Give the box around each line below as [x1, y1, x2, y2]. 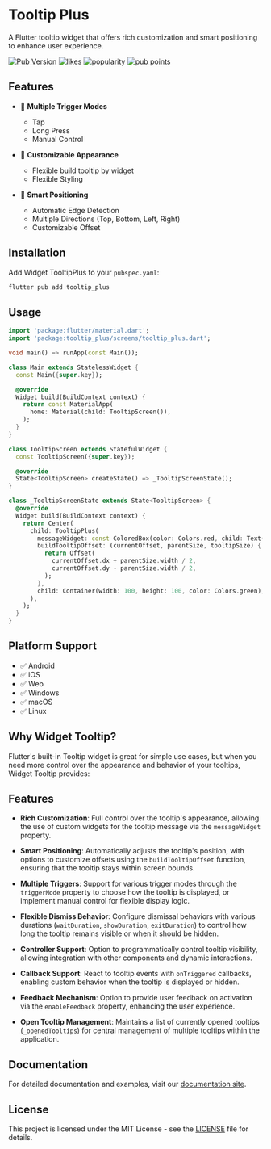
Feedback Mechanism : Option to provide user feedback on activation [19, 993, 252, 1003]
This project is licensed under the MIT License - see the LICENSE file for [8, 1124, 248, 1134]
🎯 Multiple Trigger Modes [19, 101, 107, 111]
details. [8, 1133, 33, 1143]
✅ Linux [19, 706, 47, 715]
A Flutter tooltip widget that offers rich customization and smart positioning [8, 32, 258, 42]
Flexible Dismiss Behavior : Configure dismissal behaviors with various [19, 912, 256, 921]
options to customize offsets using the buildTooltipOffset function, [19, 854, 246, 865]
